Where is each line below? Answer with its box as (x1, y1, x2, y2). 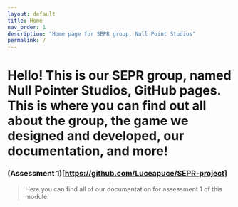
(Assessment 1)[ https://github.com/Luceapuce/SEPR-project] (7, 169, 228, 179)
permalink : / (7, 37, 46, 44)
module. (24, 192, 49, 201)
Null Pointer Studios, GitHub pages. (7, 83, 221, 99)
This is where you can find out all (7, 97, 207, 114)
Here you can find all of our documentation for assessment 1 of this (24, 184, 223, 193)
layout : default (7, 10, 56, 18)
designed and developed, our (7, 128, 185, 144)
